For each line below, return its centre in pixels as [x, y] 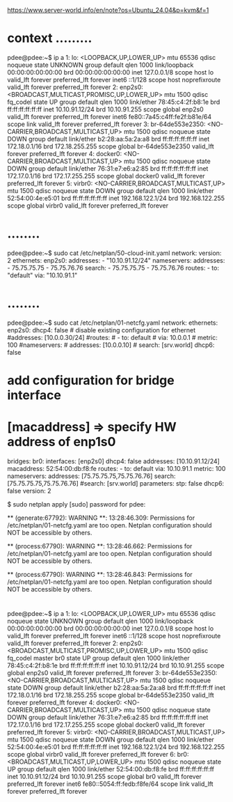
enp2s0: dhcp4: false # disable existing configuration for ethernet [102, 330]
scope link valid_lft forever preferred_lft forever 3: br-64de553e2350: [106, 124]
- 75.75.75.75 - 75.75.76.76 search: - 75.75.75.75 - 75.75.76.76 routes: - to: [113, 268]
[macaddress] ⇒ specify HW [92, 427]
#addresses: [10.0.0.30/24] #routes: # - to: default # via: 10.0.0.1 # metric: [112, 337]
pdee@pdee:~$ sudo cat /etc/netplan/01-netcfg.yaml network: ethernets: [113, 323]
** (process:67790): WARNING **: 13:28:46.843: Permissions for [100, 574]
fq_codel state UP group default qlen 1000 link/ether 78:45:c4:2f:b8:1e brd [114, 102]
